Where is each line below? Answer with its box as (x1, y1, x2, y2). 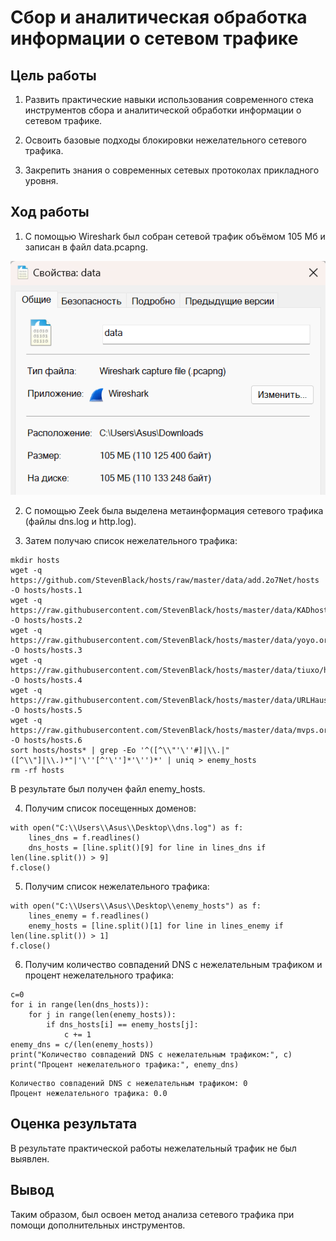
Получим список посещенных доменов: (24, 802, 197, 814)
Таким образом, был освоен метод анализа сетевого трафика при (10, 1208, 295, 1220)
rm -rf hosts (10, 765, 65, 775)
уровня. (24, 175, 59, 186)
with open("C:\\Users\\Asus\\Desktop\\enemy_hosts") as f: (10, 901, 262, 911)
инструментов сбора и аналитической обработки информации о (24, 104, 302, 116)
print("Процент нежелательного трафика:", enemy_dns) (10, 1059, 240, 1070)
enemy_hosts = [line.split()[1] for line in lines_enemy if (28, 921, 284, 931)
